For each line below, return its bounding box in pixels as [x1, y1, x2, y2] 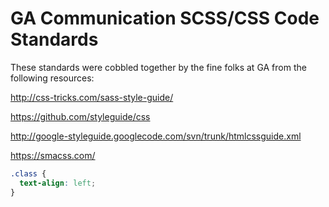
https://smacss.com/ [10, 149, 96, 161]
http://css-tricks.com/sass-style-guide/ [10, 91, 174, 103]
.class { [10, 168, 47, 179]
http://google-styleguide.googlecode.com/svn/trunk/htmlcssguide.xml [10, 130, 302, 142]
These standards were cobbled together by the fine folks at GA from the [10, 61, 307, 73]
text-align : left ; [19, 178, 97, 188]
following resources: [10, 72, 95, 84]
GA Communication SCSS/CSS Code [10, 7, 320, 30]
